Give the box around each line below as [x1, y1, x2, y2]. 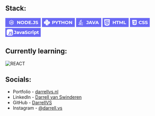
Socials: [5, 75, 32, 84]
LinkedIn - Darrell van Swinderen [12, 94, 82, 100]
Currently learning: [5, 47, 67, 56]
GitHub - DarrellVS [12, 100, 52, 106]
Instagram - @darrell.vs [12, 105, 63, 111]
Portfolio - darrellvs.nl [12, 89, 59, 95]
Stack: [5, 4, 27, 13]
